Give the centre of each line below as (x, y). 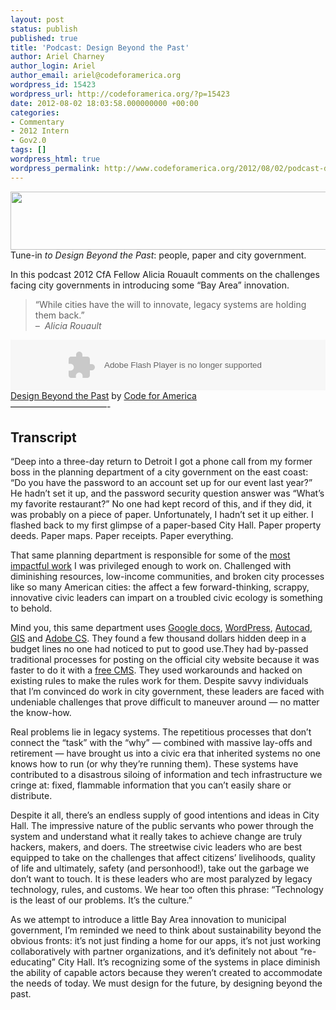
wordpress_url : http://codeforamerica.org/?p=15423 (120, 94)
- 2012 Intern (40, 131)
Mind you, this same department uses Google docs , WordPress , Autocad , (161, 628)
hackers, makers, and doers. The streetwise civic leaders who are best (156, 847)
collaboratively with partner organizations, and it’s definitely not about (154, 952)
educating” (33, 962)
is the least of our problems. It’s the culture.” (101, 900)
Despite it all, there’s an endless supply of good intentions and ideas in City (165, 815)
